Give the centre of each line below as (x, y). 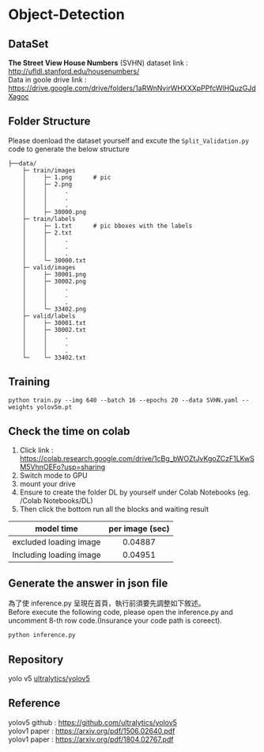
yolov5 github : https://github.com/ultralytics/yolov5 (93, 722)
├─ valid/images (49, 267)
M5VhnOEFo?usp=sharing (62, 467)
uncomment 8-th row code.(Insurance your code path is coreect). (115, 620)
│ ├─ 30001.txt (55, 323)
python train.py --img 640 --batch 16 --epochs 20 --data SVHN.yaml (123, 400)
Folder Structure (49, 122)
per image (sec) (139, 529)
